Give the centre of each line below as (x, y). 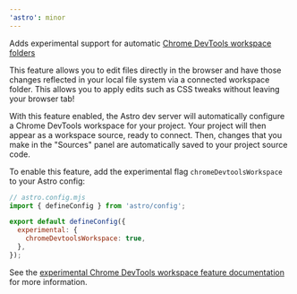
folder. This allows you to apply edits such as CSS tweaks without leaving (144, 89)
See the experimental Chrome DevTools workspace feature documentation (147, 272)
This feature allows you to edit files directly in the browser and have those (145, 70)
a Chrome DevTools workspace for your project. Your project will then (138, 125)
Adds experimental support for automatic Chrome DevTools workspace (140, 43)
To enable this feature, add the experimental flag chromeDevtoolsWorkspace (146, 171)
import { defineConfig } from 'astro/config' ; (98, 206)
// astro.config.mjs (48, 197)
